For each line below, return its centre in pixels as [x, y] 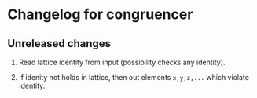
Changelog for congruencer [100, 15]
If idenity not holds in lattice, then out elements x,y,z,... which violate [134, 77]
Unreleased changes [59, 44]
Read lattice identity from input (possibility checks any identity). [122, 62]
